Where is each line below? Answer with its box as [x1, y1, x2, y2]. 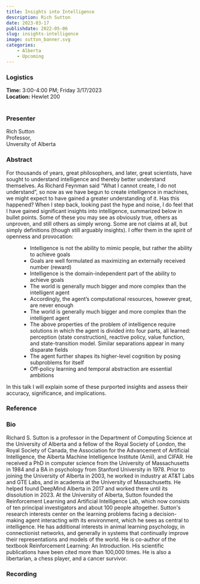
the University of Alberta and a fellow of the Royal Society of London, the [6, 440, 186, 448]
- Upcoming [17, 53, 44, 59]
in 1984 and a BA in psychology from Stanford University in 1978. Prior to [6, 466, 185, 473]
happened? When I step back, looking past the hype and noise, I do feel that [6, 201, 194, 208]
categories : [6, 42, 36, 48]
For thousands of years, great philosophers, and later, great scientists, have [6, 169, 192, 177]
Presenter [6, 114, 36, 123]
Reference [6, 404, 37, 413]
